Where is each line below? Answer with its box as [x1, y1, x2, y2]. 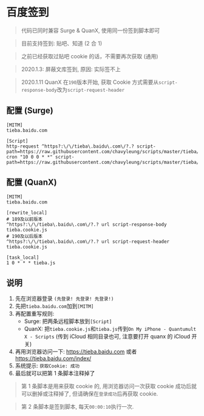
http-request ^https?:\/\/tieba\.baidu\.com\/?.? [6, 143, 135, 149]
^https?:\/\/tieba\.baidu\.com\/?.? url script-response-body [6, 221, 167, 228]
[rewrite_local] [6, 210, 47, 216]
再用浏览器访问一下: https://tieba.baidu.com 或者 [15, 348, 137, 355]
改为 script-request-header [56, 86, 125, 93]
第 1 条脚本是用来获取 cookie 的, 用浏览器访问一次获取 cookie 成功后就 [21, 383, 197, 390]
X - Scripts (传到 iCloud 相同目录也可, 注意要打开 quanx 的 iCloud [24, 333, 191, 340]
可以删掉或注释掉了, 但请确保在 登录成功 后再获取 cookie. [21, 390, 158, 398]
